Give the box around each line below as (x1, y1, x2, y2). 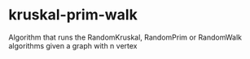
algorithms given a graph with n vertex (8, 40, 138, 50)
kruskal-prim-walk (8, 6, 138, 24)
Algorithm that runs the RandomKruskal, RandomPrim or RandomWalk (8, 32, 243, 42)
